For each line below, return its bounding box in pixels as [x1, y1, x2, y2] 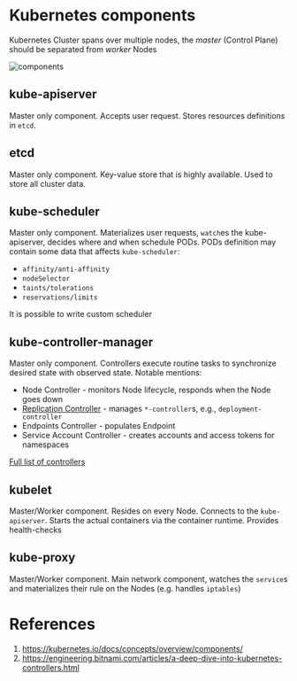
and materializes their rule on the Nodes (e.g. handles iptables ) [9, 583, 241, 593]
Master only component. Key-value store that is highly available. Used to [9, 169, 273, 180]
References [9, 615, 95, 634]
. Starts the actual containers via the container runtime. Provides [44, 515, 279, 525]
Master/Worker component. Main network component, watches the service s [9, 573, 288, 584]
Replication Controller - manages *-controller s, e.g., [21, 404, 217, 414]
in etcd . [9, 120, 37, 130]
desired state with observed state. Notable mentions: [9, 368, 202, 378]
